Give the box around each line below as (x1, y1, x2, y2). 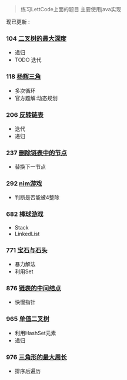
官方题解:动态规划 (14, 94, 58, 101)
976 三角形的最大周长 (6, 353, 67, 361)
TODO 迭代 (14, 56, 42, 64)
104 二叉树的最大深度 (6, 34, 66, 42)
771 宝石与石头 (6, 246, 48, 254)
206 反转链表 (6, 110, 44, 119)
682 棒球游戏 (6, 210, 44, 218)
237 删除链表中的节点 (6, 149, 68, 157)
